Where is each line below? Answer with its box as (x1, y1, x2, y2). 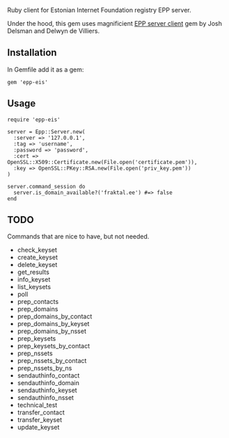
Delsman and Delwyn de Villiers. (7, 27, 100, 35)
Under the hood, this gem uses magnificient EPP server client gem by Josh (7, 19, 223, 27)
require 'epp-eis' (7, 116, 61, 123)
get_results (17, 268, 50, 277)
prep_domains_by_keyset (17, 320, 90, 328)
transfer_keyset (17, 416, 63, 424)
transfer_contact (17, 408, 65, 416)
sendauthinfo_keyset (17, 386, 78, 395)
